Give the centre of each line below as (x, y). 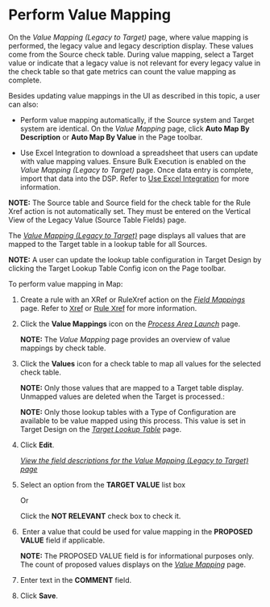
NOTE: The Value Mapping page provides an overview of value (125, 339)
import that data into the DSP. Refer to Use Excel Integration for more (135, 178)
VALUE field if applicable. (62, 540)
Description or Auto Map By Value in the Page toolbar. (111, 137)
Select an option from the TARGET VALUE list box (103, 484)
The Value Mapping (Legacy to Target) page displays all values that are (127, 235)
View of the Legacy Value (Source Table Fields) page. (98, 220)
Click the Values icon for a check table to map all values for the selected (140, 363)
